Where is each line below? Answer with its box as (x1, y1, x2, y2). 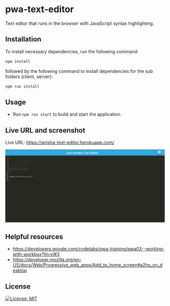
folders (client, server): (5, 73, 53, 80)
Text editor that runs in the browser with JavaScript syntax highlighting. (5, 20, 154, 26)
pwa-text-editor (5, 4, 74, 15)
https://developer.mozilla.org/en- (12, 257, 82, 263)
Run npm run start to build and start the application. (12, 111, 122, 118)
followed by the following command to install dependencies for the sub (5, 68, 153, 74)
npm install (5, 59, 30, 64)
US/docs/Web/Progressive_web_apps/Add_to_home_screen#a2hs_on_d (12, 262, 163, 268)
